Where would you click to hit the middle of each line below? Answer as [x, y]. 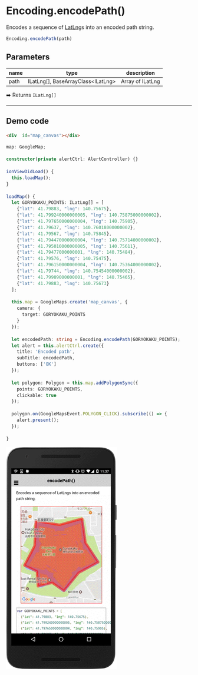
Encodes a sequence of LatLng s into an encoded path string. [80, 27]
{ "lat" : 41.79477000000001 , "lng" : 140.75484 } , [76, 252]
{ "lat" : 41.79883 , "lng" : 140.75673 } [63, 283]
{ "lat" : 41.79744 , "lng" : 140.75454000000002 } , [76, 271]
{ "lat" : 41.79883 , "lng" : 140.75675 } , [64, 209]
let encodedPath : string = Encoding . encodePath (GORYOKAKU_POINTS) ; [96, 339]
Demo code [27, 121]
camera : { [29, 308]
